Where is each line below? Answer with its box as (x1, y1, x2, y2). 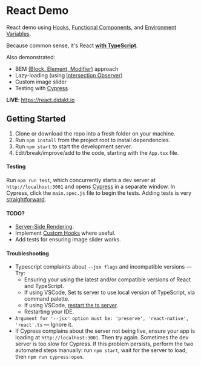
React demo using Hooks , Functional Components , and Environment (6, 24, 177, 31)
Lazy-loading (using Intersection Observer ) (15, 71, 123, 79)
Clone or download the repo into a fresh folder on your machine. (15, 129, 176, 137)
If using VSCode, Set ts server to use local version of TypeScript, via (24, 289, 196, 296)
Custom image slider (15, 78, 67, 85)
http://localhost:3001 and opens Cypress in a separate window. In (6, 183, 176, 190)
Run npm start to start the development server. (15, 143, 133, 150)
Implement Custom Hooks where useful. (15, 229, 116, 237)
